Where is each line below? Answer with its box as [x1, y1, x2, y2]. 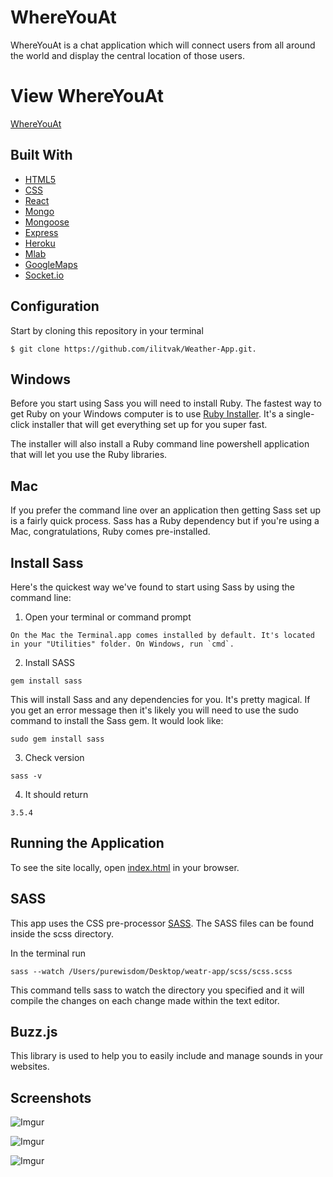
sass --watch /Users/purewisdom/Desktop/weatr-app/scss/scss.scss [10, 966, 293, 976]
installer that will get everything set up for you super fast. [31, 419, 268, 431]
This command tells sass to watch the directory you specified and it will [10, 984, 305, 996]
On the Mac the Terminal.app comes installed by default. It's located [10, 630, 315, 640]
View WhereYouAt [10, 85, 165, 108]
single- [285, 408, 315, 420]
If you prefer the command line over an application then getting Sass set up [10, 504, 321, 516]
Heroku [24, 237, 56, 249]
